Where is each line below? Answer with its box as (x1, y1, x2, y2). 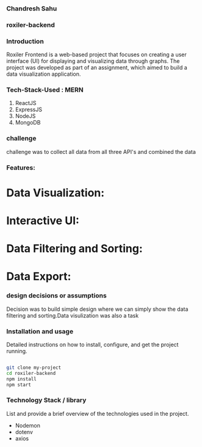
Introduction (6, 37, 44, 45)
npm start (6, 382, 32, 388)
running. (6, 347, 27, 355)
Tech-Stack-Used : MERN (6, 85, 84, 94)
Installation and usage (6, 327, 74, 335)
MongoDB (15, 119, 41, 126)
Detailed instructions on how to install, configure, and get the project (6, 341, 179, 348)
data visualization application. (6, 70, 81, 78)
